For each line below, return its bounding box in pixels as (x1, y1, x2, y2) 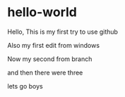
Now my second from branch (7, 54, 93, 63)
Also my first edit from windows (7, 41, 100, 49)
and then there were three (7, 68, 83, 77)
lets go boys (7, 82, 44, 90)
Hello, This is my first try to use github (7, 27, 119, 36)
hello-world (7, 4, 78, 20)
